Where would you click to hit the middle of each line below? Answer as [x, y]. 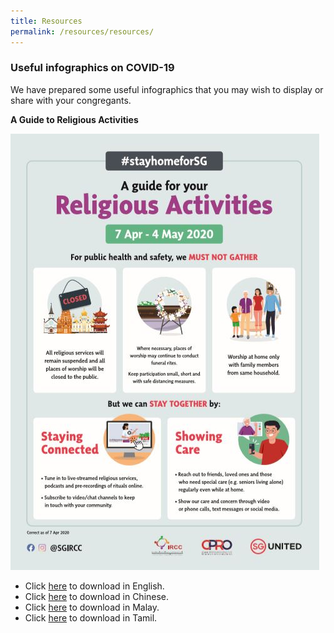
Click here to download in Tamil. [91, 617]
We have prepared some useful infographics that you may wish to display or [167, 89]
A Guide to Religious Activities [74, 119]
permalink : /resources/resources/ [82, 31]
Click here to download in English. [94, 586]
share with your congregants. [71, 100]
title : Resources [46, 21]
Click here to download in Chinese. [97, 596]
